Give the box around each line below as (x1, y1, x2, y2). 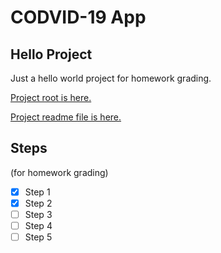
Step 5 (24, 231, 53, 243)
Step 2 (24, 197, 53, 209)
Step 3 (24, 208, 53, 220)
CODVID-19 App (10, 6, 147, 29)
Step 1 (24, 186, 51, 198)
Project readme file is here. (10, 111, 122, 123)
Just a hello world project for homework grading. (10, 72, 212, 84)
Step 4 (24, 220, 53, 231)
